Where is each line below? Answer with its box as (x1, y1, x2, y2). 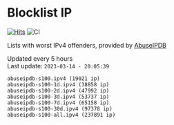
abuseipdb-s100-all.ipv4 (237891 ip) (7, 111, 116, 118)
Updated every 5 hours (7, 54, 73, 63)
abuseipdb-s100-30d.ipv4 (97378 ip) (7, 105, 113, 112)
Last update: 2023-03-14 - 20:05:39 (7, 61, 109, 70)
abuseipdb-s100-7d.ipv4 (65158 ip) (7, 99, 110, 106)
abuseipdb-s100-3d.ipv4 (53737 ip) (7, 93, 110, 100)
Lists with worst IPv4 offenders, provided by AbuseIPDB (7, 41, 167, 49)
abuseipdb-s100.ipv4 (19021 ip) (7, 75, 100, 82)
